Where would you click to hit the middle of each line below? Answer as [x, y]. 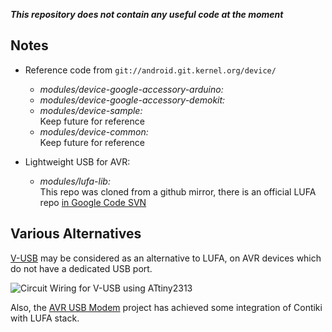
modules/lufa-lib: [75, 181]
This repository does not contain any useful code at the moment [147, 14]
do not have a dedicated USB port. [81, 268]
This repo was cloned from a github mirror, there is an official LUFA [178, 191]
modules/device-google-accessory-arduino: [131, 89]
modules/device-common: [94, 131]
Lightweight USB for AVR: [77, 161]
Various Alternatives [76, 234]
